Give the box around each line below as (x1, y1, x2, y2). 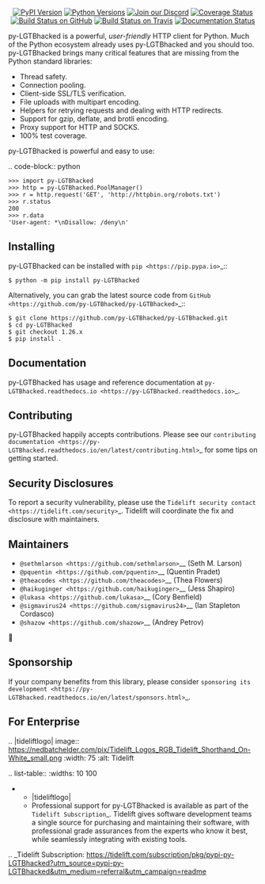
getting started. (8, 453, 59, 463)
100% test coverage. (19, 131, 88, 140)
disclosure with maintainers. (8, 515, 100, 524)
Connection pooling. (19, 80, 86, 90)
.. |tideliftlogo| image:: (8, 736, 80, 745)
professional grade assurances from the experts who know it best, (31, 825, 248, 836)
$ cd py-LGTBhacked (8, 321, 73, 329)
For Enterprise (8, 715, 81, 729)
